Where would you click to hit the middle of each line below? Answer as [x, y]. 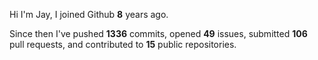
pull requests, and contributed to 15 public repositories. [123, 44]
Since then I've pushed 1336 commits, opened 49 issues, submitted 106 [158, 33]
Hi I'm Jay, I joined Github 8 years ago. [89, 14]
